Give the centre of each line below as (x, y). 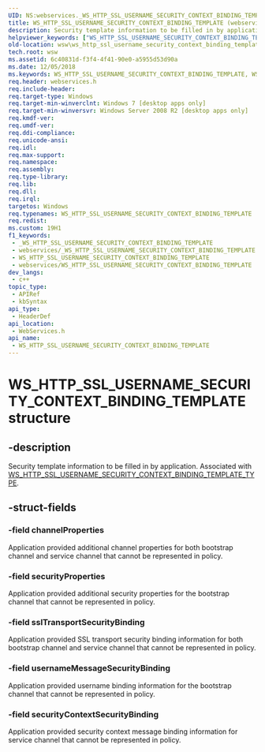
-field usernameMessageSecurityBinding (90, 668)
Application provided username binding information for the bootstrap (120, 685)
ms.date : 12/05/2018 (42, 67)
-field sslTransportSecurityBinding (77, 622)
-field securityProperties (57, 576)
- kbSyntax (29, 301)
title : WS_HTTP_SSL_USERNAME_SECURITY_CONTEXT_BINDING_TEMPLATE (116, 23)
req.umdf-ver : (32, 125)
